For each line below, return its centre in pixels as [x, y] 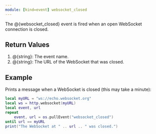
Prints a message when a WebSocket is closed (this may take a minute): [78, 89]
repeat [12, 112]
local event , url [23, 108]
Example [19, 77]
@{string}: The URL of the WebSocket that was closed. [68, 62]
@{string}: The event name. [40, 57]
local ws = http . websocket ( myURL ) [41, 103]
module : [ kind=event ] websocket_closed [46, 10]
